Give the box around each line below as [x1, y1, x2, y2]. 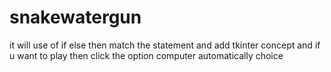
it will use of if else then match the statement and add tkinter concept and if [9, 39, 321, 51]
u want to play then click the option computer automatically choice [9, 49, 284, 61]
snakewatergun [9, 6, 142, 29]
